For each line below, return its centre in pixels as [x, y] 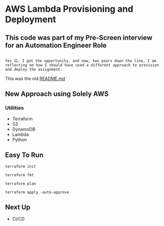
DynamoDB [24, 129]
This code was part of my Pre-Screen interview [79, 38]
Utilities [14, 108]
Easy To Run [24, 155]
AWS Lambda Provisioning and [69, 9]
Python [19, 140]
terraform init [21, 166]
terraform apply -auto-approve [37, 192]
